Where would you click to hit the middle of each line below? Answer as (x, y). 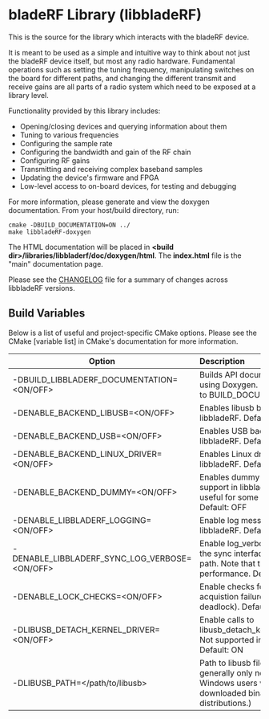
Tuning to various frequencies (69, 135)
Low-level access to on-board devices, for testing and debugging (128, 186)
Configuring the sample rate (66, 143)
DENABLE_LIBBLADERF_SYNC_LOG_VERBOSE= (102, 558)
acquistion (219, 596)
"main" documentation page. (56, 263)
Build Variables (47, 314)
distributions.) (226, 703)
